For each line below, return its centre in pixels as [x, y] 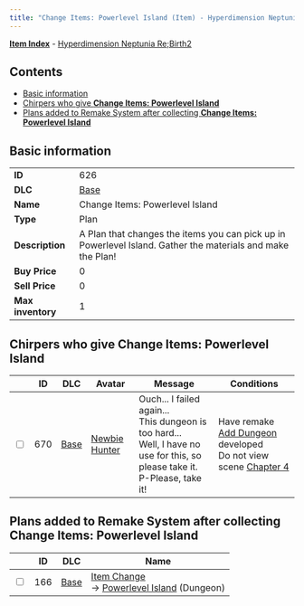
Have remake [246, 421]
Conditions [254, 383]
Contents [36, 72]
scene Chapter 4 [254, 467]
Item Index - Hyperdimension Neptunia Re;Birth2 [100, 43]
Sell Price [35, 286]
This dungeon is [173, 421]
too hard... [161, 433]
